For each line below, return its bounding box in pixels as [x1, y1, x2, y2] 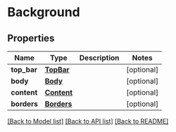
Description [79, 53, 120, 62]
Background [7, 4, 80, 20]
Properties [7, 32, 55, 44]
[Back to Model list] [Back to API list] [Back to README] [7, 117, 169, 125]
